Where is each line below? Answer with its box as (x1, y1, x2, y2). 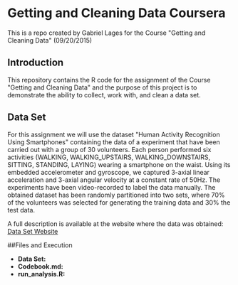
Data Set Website (7, 227, 58, 235)
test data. (7, 205, 36, 214)
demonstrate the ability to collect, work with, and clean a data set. (7, 90, 201, 99)
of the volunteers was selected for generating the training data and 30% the (7, 198, 231, 207)
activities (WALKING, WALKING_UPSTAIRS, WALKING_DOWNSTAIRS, (7, 153, 211, 161)
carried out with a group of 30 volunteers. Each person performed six (7, 145, 212, 154)
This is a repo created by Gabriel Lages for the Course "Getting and (7, 28, 206, 37)
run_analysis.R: (17, 269, 66, 278)
